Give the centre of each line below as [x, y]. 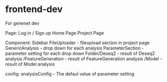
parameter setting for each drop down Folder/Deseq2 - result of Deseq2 [80, 53]
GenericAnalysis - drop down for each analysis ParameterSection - [75, 48]
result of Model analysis [30, 64]
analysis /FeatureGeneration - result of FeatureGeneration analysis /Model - [84, 58]
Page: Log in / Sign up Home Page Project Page [55, 33]
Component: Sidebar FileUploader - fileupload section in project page [77, 43]
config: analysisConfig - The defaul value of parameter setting [70, 73]
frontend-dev [34, 9]
